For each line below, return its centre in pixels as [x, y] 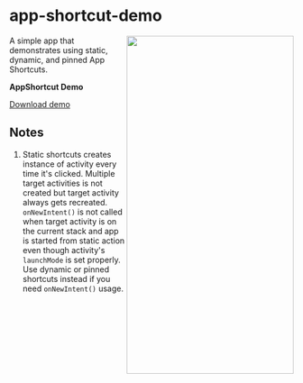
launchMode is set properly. [72, 260]
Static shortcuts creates [67, 154]
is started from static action [73, 241]
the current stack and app [70, 231]
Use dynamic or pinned [66, 269]
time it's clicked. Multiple [69, 173]
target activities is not [63, 183]
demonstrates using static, [59, 50]
